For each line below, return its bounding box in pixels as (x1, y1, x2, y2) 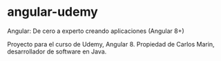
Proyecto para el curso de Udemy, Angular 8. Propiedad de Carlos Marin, (7, 40, 215, 48)
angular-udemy (7, 4, 98, 20)
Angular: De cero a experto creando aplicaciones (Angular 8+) (7, 27, 184, 35)
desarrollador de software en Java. (7, 47, 107, 56)
